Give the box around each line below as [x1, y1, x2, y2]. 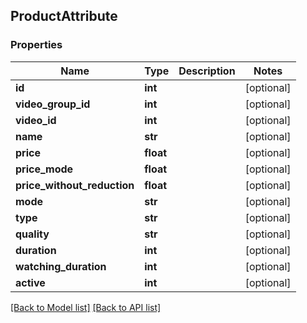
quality [15, 227, 50, 241]
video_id [15, 113, 57, 127]
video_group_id [15, 97, 91, 111]
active [15, 275, 46, 289]
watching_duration [15, 259, 107, 273]
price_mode [15, 162, 74, 176]
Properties [10, 38, 63, 52]
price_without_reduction [15, 178, 135, 192]
